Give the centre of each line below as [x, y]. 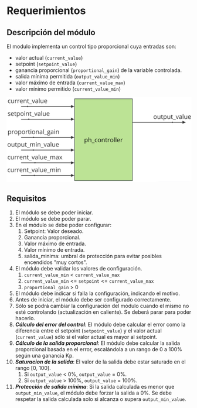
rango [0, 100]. [33, 368]
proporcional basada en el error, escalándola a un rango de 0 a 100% [98, 349]
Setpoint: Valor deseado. [54, 231]
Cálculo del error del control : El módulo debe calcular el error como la [100, 325]
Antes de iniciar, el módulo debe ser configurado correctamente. [93, 300]
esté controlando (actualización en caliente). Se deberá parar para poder [103, 312]
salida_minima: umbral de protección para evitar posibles [93, 256]
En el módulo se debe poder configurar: [63, 225]
